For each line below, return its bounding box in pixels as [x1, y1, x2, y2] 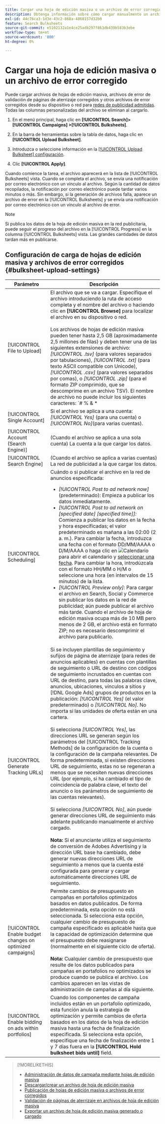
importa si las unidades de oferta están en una [50, 708, 157, 714]
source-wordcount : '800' [5, 35, 56, 40]
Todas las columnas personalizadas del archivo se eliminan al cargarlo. [5, 107, 149, 113]
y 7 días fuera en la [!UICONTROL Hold [50, 1043, 141, 1050]
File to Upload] [7, 347, 42, 354]
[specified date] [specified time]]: [58, 510, 137, 517]
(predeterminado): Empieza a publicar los [58, 492, 155, 499]
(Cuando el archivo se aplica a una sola [50, 434, 141, 441]
